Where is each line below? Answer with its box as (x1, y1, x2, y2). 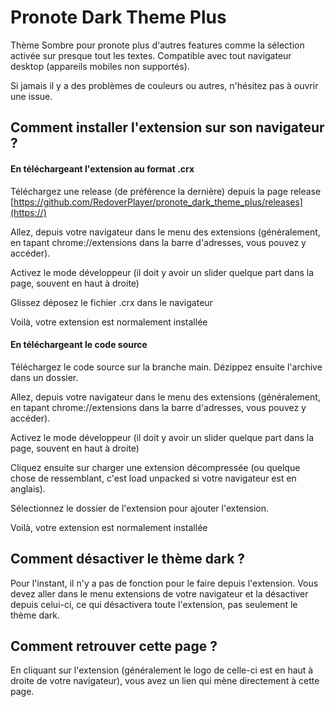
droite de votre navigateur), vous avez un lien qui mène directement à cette (10, 675, 320, 687)
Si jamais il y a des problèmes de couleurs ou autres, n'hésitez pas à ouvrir (10, 79, 319, 91)
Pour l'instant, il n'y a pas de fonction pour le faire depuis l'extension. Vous (10, 577, 319, 589)
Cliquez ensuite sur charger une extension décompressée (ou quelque (10, 461, 301, 473)
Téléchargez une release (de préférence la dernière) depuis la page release (10, 185, 322, 197)
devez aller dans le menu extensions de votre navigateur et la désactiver (10, 587, 309, 600)
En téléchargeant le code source (10, 339, 148, 351)
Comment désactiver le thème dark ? (10, 551, 246, 568)
